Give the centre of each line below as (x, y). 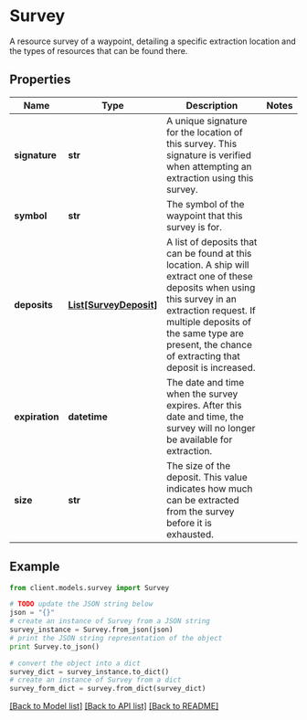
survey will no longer (211, 428)
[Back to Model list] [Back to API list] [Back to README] (114, 706)
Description (212, 105)
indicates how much (209, 488)
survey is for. (194, 227)
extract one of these (209, 276)
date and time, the (205, 417)
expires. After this (204, 405)
